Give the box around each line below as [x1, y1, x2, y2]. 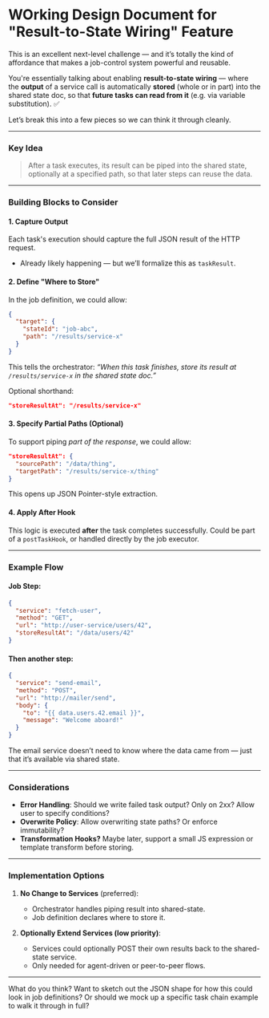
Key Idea [8, 142, 43, 153]
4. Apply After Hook [8, 507, 76, 517]
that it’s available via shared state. [8, 754, 120, 764]
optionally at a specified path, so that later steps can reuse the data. [27, 169, 253, 179]
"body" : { [15, 701, 48, 709]
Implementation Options [8, 870, 105, 882]
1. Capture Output [8, 217, 69, 226]
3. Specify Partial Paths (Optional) [8, 419, 124, 428]
